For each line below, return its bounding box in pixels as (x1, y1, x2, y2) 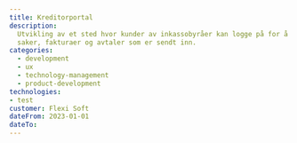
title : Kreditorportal (9, 12, 93, 22)
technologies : (9, 87, 62, 96)
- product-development (17, 79, 101, 88)
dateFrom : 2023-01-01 (9, 112, 90, 121)
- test (9, 95, 34, 105)
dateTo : (9, 121, 38, 130)
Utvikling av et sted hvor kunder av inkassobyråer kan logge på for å (17, 29, 289, 38)
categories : (9, 46, 53, 55)
